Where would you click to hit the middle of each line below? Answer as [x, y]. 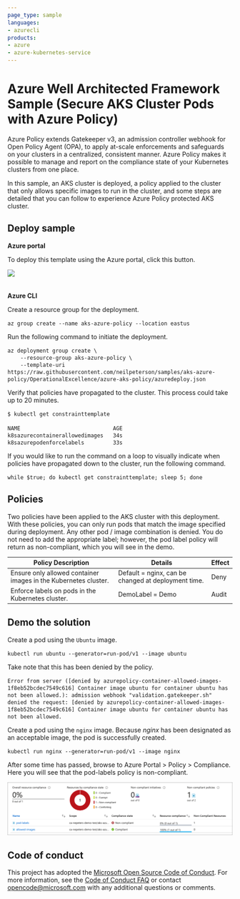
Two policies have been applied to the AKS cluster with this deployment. [114, 516]
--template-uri [43, 365]
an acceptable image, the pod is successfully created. [87, 737]
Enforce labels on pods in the [53, 591]
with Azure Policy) [63, 120]
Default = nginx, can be [152, 573]
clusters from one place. [43, 169]
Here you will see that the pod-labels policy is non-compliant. [98, 772]
